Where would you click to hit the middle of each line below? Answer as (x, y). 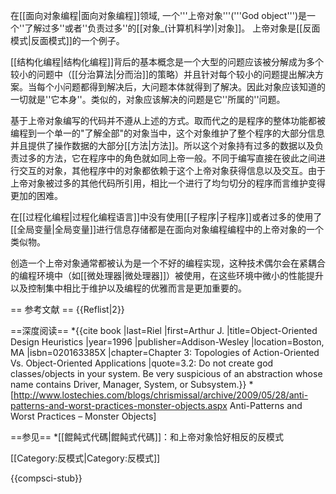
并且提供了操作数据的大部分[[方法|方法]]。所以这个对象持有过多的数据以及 (163, 145)
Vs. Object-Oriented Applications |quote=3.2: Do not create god (142, 363)
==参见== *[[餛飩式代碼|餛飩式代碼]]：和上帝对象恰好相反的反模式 (147, 437)
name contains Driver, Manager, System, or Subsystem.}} (128, 384)
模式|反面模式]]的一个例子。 (67, 40)
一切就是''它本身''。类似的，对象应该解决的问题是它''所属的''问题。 (148, 99)
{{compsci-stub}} (46, 478)
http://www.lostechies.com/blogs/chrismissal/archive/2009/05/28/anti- (161, 395)
